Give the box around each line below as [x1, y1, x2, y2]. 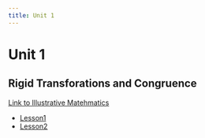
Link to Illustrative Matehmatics [8, 98, 110, 107]
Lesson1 [19, 113, 47, 122]
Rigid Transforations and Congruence [8, 76, 197, 91]
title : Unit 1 [8, 11, 55, 20]
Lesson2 [19, 121, 48, 131]
